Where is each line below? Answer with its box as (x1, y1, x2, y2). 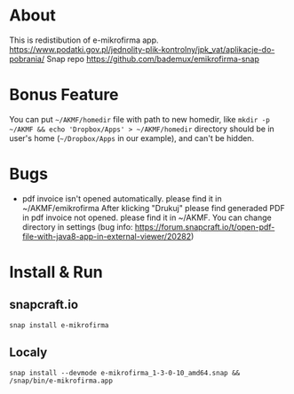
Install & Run (9, 263, 104, 282)
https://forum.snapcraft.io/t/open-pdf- (134, 221, 275, 232)
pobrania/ (9, 53, 45, 64)
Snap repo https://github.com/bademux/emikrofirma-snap (46, 53, 260, 64)
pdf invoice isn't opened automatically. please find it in (21, 193, 222, 204)
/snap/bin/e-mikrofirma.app (9, 376, 114, 385)
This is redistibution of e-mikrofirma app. (9, 35, 159, 45)
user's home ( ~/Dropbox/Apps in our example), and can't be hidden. (9, 132, 255, 143)
